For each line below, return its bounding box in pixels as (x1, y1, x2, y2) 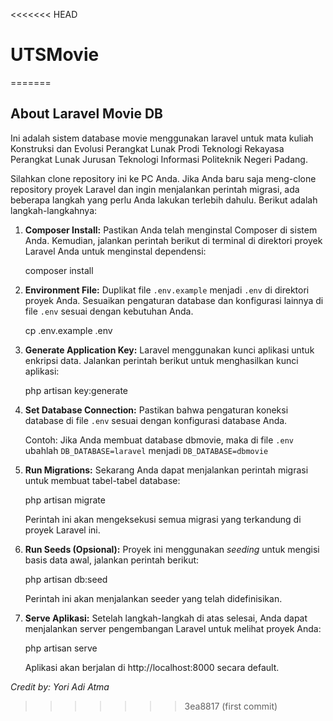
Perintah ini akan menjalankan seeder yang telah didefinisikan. (24, 592, 283, 604)
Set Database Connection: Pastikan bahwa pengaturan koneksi (24, 404, 289, 416)
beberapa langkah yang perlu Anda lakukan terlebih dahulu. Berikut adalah (10, 194, 318, 206)
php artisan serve (24, 642, 98, 654)
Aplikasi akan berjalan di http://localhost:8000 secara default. (24, 661, 280, 673)
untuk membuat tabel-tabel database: (24, 474, 181, 486)
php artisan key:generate (24, 384, 129, 396)
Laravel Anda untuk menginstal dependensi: (24, 245, 207, 257)
